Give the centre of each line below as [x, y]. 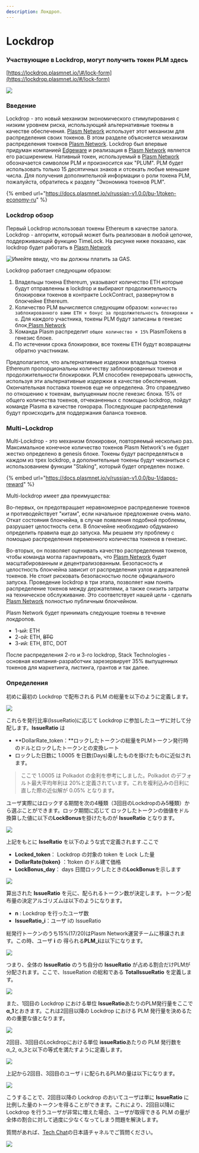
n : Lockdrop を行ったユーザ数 [52, 913]
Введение [21, 106]
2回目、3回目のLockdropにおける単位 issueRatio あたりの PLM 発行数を [94, 1042]
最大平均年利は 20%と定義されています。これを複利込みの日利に [110, 783]
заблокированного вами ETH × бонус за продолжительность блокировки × [104, 313]
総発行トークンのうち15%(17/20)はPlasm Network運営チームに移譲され [93, 934]
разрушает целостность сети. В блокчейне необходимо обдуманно [92, 526]
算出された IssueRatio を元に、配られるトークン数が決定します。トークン [96, 893]
